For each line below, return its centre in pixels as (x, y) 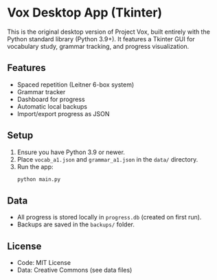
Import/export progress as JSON (63, 114)
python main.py (39, 179)
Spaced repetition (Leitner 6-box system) (76, 85)
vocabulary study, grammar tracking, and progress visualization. (98, 46)
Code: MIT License (44, 263)
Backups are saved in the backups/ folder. (76, 224)
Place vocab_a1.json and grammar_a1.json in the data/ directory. (107, 159)
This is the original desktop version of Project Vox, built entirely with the (109, 32)
